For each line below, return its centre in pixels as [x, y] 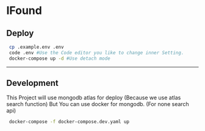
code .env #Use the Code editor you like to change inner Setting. [96, 52]
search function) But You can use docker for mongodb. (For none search [98, 104]
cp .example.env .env [36, 47]
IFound [24, 11]
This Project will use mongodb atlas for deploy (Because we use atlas [94, 97]
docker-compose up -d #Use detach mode [60, 58]
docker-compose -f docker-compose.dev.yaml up [69, 122]
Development [33, 83]
